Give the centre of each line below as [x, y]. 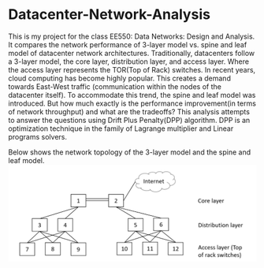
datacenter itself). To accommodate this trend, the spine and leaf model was [132, 95]
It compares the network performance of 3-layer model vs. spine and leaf [128, 44]
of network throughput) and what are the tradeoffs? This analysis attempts [129, 111]
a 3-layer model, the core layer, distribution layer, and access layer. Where [129, 61]
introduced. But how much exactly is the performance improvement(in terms [132, 103]
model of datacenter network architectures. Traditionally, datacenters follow [131, 53]
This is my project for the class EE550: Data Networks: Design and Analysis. [132, 36]
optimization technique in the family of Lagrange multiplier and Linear [121, 128]
